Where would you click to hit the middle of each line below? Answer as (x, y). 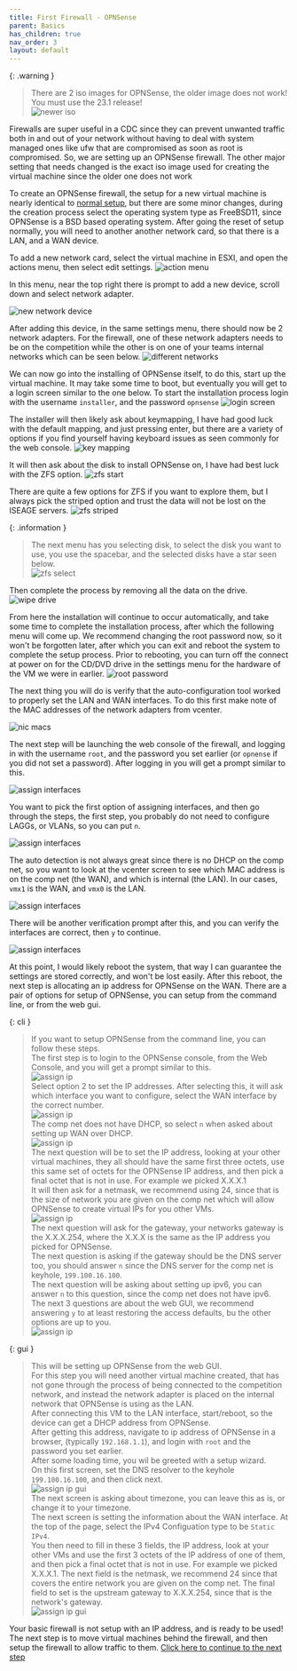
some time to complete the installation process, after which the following (142, 626)
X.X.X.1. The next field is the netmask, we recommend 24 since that (154, 1574)
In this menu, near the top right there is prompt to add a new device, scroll (145, 284)
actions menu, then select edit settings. (81, 267)
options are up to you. (71, 1322)
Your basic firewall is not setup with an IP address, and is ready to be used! (146, 1629)
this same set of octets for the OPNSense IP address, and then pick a (157, 1171)
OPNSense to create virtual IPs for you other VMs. (122, 1209)
